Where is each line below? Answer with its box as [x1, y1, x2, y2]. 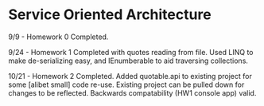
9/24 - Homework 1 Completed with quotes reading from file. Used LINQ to [8, 47, 254, 57]
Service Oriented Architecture [8, 6, 212, 24]
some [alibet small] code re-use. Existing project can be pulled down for [8, 80, 245, 89]
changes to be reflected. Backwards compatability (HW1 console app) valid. [8, 88, 257, 97]
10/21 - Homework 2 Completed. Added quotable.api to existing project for [8, 71, 252, 80]
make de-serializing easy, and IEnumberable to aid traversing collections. [8, 56, 249, 65]
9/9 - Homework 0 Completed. [8, 32, 109, 41]
